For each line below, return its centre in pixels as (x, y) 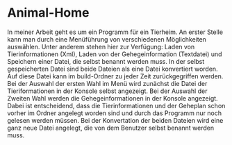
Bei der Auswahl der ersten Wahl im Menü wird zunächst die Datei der (107, 83)
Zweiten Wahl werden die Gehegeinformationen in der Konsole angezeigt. (113, 98)
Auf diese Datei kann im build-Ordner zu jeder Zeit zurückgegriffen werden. (115, 76)
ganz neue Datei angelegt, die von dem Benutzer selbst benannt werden (110, 128)
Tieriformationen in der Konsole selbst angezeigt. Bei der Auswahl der (107, 91)
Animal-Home (48, 13)
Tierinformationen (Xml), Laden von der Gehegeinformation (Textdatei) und (115, 54)
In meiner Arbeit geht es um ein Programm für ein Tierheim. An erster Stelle (115, 32)
